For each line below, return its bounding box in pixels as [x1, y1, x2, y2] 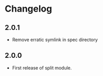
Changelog [5, 3, 52, 15]
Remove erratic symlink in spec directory [12, 36, 98, 43]
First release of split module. [12, 64, 72, 71]
